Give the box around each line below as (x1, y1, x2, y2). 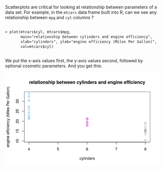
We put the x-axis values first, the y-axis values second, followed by (5, 58, 143, 63)
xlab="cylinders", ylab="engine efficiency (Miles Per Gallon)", (20, 39, 157, 44)
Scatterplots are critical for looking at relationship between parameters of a (5, 4, 157, 10)
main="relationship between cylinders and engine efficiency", (20, 34, 153, 39)
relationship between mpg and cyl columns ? (5, 15, 94, 20)
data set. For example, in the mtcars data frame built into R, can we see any (5, 9, 157, 15)
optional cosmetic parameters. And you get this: (5, 63, 102, 69)
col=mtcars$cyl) (20, 44, 54, 49)
